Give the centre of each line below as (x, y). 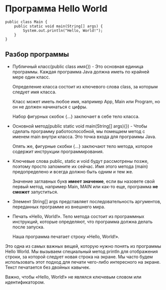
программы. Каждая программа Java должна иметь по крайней (81, 72)
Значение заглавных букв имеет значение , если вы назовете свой (83, 181)
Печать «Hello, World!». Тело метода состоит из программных (78, 216)
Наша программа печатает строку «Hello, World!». (66, 236)
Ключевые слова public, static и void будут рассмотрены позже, (80, 161)
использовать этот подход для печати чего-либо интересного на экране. (83, 262)
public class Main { (27, 22)
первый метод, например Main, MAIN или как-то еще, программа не (85, 186)
